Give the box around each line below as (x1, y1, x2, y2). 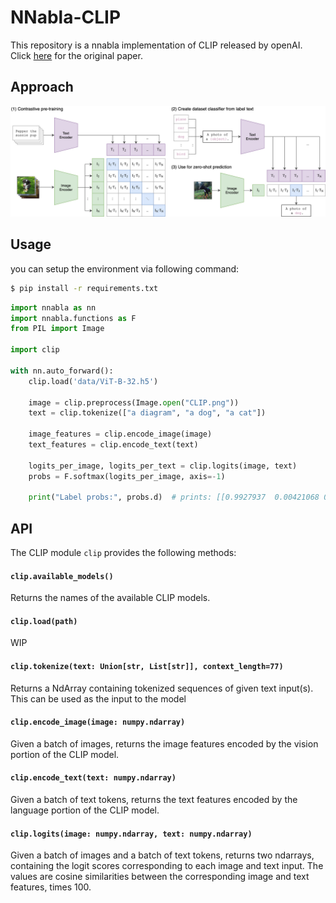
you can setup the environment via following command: (10, 262, 240, 275)
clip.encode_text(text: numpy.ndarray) (10, 773, 177, 783)
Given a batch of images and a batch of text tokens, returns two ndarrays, (10, 849, 315, 861)
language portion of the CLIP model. (10, 804, 160, 816)
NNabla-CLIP (10, 6, 122, 29)
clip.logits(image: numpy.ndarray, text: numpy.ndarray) (10, 829, 253, 839)
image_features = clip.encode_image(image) (28, 429, 213, 440)
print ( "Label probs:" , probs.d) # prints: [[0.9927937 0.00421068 (28, 492, 320, 503)
